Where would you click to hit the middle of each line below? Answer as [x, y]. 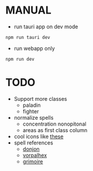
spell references [33, 143]
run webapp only [34, 48]
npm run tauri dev [28, 37]
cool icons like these [39, 136]
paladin [32, 105]
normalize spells [34, 117]
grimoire [33, 161]
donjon [31, 149]
